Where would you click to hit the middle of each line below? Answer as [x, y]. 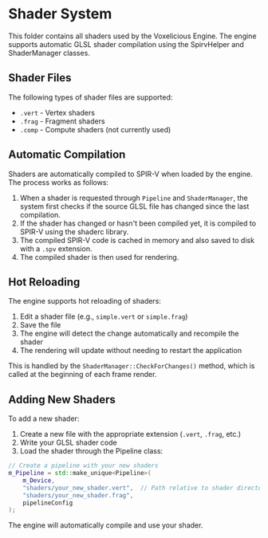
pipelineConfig [48, 503]
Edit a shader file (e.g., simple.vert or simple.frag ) [104, 316]
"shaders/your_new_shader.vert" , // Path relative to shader [128, 488]
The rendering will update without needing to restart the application [130, 351]
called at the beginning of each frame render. [83, 375]
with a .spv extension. [56, 249]
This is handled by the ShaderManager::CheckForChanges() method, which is [132, 366]
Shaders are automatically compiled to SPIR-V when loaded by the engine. [130, 174]
